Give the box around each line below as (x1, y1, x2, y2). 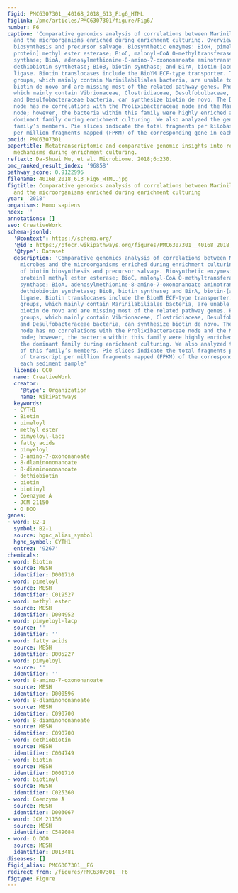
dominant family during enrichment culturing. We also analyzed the (13, 116, 220, 123)
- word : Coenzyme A (7, 796, 65, 803)
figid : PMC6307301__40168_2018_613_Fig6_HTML (7, 10, 144, 18)
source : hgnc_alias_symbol (13, 532, 93, 539)
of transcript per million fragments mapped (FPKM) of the (20, 354, 198, 361)
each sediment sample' (20, 360, 87, 368)
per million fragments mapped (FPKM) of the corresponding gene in (13, 129, 217, 136)
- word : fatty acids (7, 637, 69, 645)
